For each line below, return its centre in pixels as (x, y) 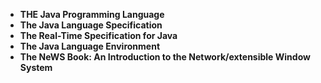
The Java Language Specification (91, 25)
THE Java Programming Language (92, 14)
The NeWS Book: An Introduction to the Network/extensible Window (165, 57)
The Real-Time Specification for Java (98, 35)
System (36, 67)
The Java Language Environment (90, 46)
